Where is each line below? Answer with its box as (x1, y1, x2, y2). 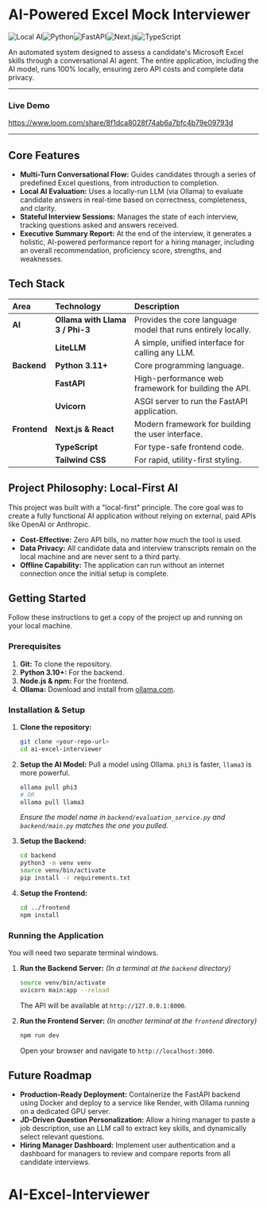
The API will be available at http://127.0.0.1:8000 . (19, 1000, 187, 1010)
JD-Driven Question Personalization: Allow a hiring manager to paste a (19, 1115, 256, 1124)
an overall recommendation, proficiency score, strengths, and (19, 246, 222, 255)
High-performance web (133, 372, 224, 383)
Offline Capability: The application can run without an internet (19, 560, 225, 569)
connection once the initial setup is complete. (19, 569, 169, 578)
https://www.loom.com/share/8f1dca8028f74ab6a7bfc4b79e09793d (8, 118, 234, 128)
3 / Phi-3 (55, 324, 91, 335)
